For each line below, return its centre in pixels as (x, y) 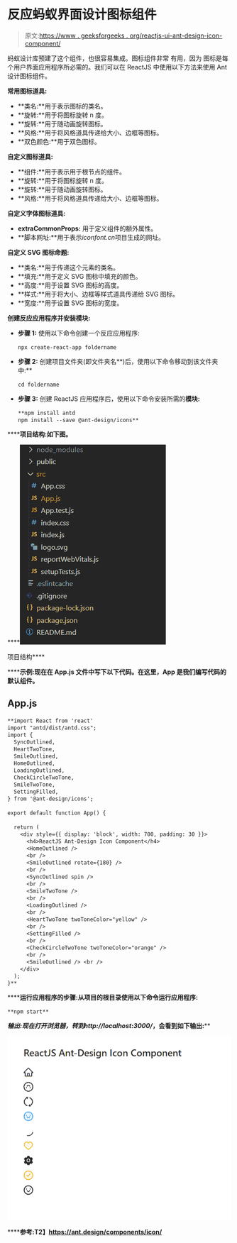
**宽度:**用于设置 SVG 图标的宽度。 (70, 303)
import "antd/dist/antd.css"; (52, 728)
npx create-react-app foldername (67, 347)
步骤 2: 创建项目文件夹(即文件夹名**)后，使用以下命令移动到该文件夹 (118, 361)
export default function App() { (57, 813)
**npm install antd (46, 413)
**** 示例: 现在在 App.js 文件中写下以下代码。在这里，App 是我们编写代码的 (117, 672)
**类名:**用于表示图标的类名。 (62, 106)
